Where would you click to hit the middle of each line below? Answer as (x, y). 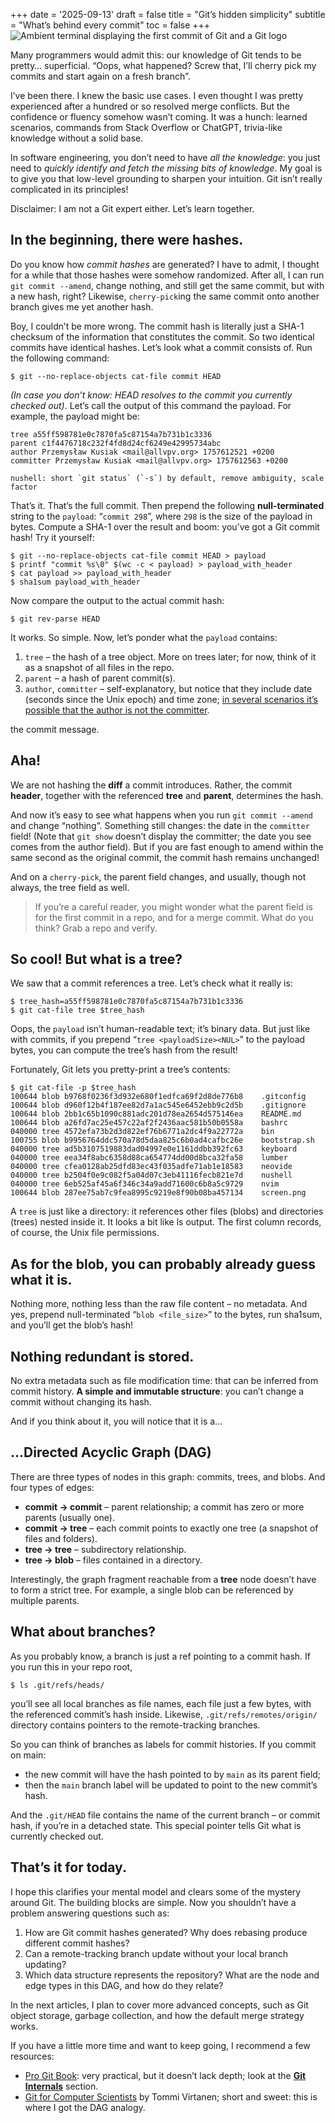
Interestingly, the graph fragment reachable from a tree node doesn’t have (163, 1579)
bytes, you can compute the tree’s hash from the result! (124, 1050)
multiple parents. (45, 1600)
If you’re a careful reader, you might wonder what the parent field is (173, 906)
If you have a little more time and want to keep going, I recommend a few (160, 2045)
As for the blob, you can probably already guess (163, 1264)
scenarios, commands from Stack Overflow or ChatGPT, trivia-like (146, 127)
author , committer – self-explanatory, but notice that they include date (168, 688)
